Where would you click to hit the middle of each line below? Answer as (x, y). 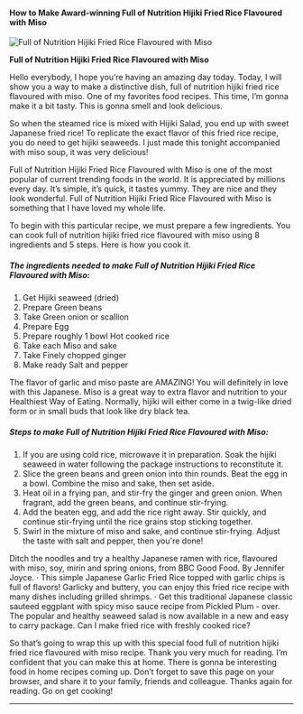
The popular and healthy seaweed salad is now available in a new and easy (149, 616)
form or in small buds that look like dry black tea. (100, 412)
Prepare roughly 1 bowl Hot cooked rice (96, 336)
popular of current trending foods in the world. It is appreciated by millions (147, 180)
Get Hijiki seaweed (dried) (71, 298)
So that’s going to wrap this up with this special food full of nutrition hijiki (144, 643)
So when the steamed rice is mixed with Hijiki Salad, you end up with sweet (149, 124)
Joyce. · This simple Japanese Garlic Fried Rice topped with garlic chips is (147, 578)
